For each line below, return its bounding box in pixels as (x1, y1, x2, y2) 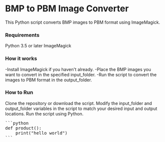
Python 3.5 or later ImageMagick (5, 43, 71, 49)
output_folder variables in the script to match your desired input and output (5, 106, 158, 111)
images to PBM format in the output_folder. (5, 77, 92, 83)
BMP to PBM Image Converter (5, 3, 129, 14)
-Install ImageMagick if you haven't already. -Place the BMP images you (5, 66, 151, 72)
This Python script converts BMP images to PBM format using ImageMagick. (5, 19, 160, 25)
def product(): (5, 125, 42, 131)
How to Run (5, 89, 33, 96)
